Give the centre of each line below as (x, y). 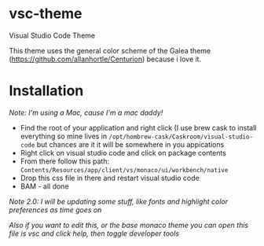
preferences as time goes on (55, 210)
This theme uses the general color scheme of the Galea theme (110, 50)
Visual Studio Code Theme (52, 35)
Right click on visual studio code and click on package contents (123, 152)
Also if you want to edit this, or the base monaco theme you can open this (129, 225)
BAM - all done (44, 186)
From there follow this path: (64, 161)
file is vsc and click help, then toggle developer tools (94, 233)
